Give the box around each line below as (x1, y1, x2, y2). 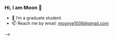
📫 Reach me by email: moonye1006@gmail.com (11, 20, 109, 26)
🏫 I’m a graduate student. (11, 15, 62, 21)
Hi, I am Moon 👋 (4, 4, 42, 11)
